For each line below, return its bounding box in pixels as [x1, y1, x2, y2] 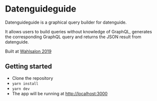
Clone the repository [12, 75, 53, 81]
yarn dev [12, 86, 30, 91]
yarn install [12, 81, 39, 86]
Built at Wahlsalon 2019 [5, 48, 52, 54]
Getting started [5, 62, 52, 71]
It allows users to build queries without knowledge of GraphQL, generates [5, 29, 152, 34]
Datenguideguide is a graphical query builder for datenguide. [5, 19, 127, 25]
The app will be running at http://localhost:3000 [12, 90, 108, 96]
